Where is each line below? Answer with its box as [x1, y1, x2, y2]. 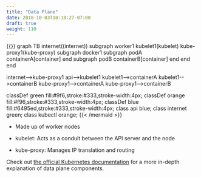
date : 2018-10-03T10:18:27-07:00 [6, 15, 91, 21]
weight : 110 [6, 26, 36, 32]
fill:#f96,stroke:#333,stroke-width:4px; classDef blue [6, 98, 139, 106]
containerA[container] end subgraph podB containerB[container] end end [6, 55, 190, 63]
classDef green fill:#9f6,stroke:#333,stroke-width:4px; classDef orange [6, 92, 185, 99]
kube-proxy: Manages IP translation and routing [15, 146, 135, 154]
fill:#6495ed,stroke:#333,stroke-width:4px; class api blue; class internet [6, 104, 187, 112]
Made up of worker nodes [15, 123, 80, 131]
